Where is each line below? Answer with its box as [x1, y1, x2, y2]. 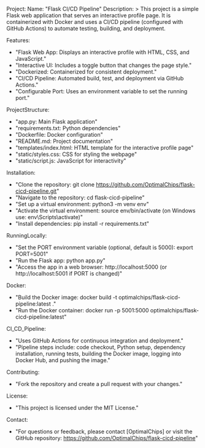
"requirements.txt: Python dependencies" [15, 125, 121, 131]
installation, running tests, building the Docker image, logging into [15, 350, 182, 357]
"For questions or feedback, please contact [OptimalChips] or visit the [15, 428, 193, 435]
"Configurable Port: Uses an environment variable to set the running [15, 88, 188, 95]
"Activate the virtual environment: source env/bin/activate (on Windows [15, 207, 196, 214]
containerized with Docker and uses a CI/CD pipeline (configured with [6, 18, 184, 25]
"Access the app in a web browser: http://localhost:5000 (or [15, 263, 168, 271]
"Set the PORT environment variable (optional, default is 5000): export [15, 244, 193, 251]
